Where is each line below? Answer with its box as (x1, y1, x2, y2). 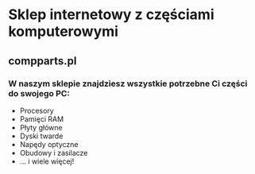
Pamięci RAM (19, 114, 64, 124)
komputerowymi (8, 22, 119, 41)
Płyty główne (19, 122, 63, 132)
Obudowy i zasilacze (19, 148, 88, 157)
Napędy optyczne (19, 139, 79, 149)
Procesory (19, 106, 54, 115)
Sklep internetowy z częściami (8, 6, 214, 24)
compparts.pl (8, 54, 77, 68)
